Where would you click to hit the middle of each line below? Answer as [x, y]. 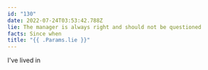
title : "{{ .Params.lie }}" [49, 40]
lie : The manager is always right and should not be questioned [104, 27]
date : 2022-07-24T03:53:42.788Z [55, 21]
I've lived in [24, 60]
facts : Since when [34, 34]
